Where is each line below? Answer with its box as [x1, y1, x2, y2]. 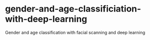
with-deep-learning [5, 13, 88, 25]
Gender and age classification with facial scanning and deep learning [5, 29, 146, 35]
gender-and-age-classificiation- [5, 3, 141, 14]
